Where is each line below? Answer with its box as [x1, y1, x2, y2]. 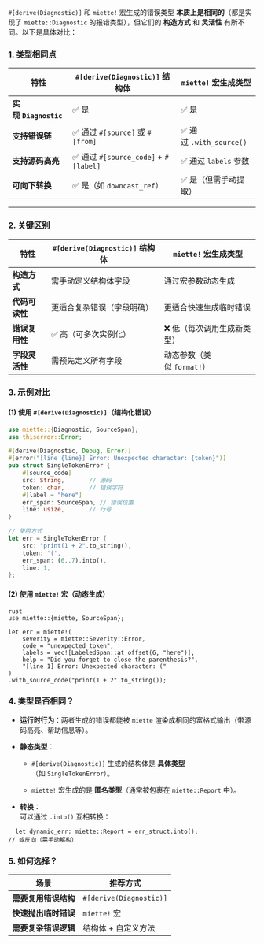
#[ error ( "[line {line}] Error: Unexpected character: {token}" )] [8, 455, 226, 463]
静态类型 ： [19, 741, 55, 751]
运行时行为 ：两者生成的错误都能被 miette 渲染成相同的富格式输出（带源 [19, 715, 251, 724]
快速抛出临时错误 [12, 908, 76, 919]
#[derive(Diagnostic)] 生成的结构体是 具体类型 [31, 758, 185, 767]
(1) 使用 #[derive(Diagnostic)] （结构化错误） [8, 407, 156, 417]
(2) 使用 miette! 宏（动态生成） [8, 589, 110, 598]
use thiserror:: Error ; [8, 433, 82, 440]
